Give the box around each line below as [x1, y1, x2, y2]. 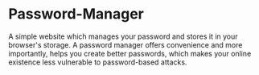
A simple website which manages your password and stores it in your [8, 31, 239, 41]
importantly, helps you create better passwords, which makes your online [8, 48, 252, 58]
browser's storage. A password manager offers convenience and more [8, 40, 243, 49]
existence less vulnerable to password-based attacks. [8, 57, 187, 67]
